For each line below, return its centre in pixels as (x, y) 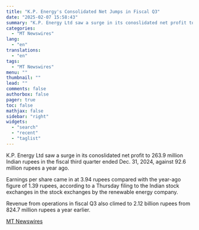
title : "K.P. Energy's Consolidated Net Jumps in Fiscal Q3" (83, 12)
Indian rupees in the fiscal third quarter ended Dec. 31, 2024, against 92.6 (96, 161)
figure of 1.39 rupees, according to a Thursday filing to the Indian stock (93, 186)
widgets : (17, 122)
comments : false (26, 89)
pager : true (21, 100)
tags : (13, 61)
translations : (24, 50)
